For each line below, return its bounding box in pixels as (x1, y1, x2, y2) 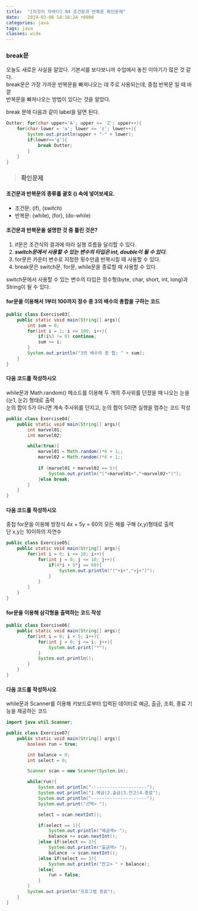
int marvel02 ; (27, 432, 62, 439)
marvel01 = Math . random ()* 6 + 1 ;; (37, 449, 123, 455)
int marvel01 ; (27, 427, 62, 433)
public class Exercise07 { (6, 730, 70, 736)
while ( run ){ (27, 779, 58, 785)
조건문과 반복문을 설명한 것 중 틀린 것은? (6, 226, 98, 234)
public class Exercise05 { (6, 540, 70, 546)
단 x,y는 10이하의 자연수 (6, 528, 62, 535)
